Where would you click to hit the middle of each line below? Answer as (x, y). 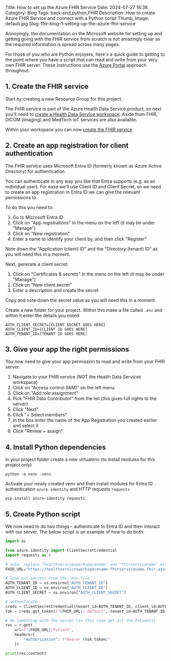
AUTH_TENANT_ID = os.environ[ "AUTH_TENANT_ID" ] (57, 583)
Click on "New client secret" (42, 285)
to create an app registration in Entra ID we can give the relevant (73, 192)
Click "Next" (26, 409)
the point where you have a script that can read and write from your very (81, 60)
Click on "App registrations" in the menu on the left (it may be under (84, 223)
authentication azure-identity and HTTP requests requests (67, 489)
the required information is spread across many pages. (63, 44)
